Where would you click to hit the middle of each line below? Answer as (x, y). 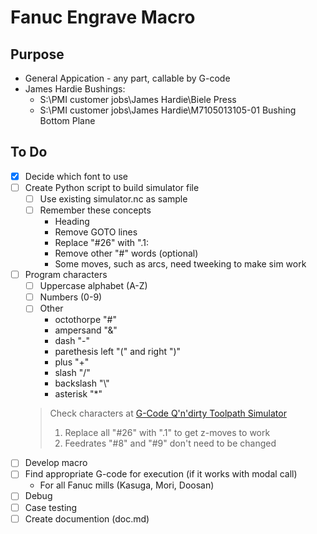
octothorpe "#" (85, 320)
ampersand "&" (86, 330)
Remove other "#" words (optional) (126, 253)
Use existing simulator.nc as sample (113, 198)
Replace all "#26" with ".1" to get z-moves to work (167, 433)
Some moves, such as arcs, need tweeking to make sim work (180, 264)
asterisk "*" (78, 394)
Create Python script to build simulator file (112, 187)
